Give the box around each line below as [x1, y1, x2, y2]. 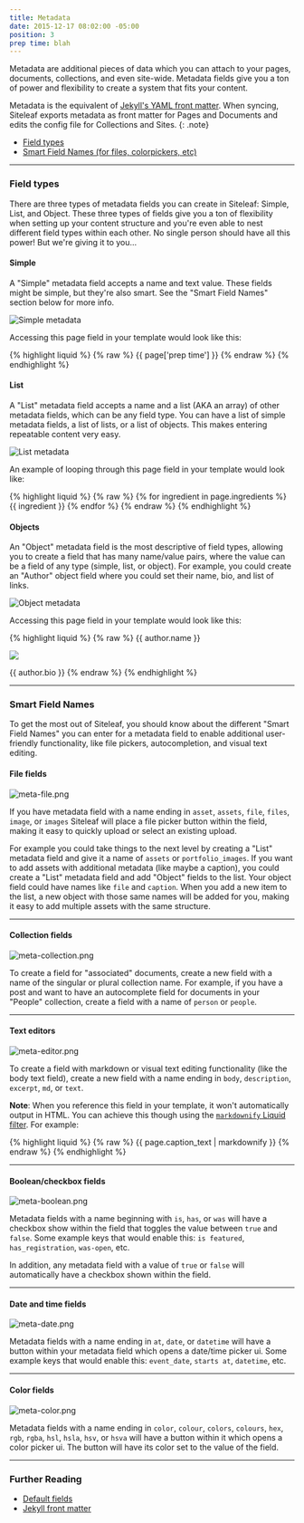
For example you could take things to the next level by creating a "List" [9, 843, 273, 854]
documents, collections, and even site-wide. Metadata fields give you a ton [9, 73, 290, 84]
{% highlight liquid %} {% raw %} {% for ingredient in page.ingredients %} [9, 491, 288, 502]
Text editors [9, 1025, 56, 1037]
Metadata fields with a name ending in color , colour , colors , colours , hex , [9, 1422, 284, 1433]
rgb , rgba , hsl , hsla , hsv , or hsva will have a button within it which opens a [9, 1432, 283, 1442]
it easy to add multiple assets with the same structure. [9, 900, 211, 911]
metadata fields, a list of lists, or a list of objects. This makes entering [9, 418, 268, 430]
